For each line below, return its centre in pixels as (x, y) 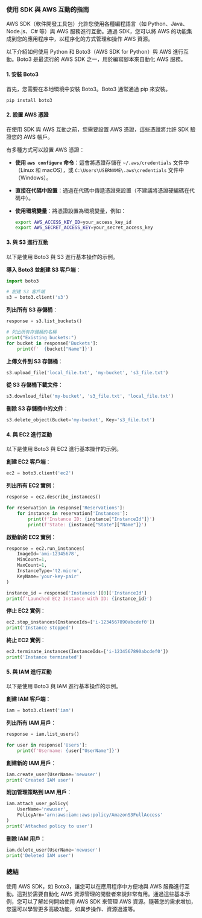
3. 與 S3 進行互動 (27, 242)
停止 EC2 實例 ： (26, 611)
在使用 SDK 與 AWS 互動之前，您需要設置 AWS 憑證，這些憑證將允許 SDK (97, 129)
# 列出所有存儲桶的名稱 (32, 332)
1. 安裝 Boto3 (23, 74)
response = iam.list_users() (43, 735)
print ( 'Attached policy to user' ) (50, 826)
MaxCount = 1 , (32, 566)
